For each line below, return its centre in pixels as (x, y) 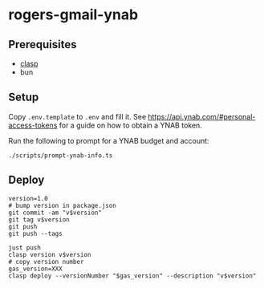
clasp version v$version (50, 254)
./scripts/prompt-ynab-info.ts (61, 155)
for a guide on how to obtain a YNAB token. (130, 125)
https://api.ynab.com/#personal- (202, 116)
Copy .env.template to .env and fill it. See (77, 116)
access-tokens (33, 125)
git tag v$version (39, 219)
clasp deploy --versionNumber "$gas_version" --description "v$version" (132, 276)
